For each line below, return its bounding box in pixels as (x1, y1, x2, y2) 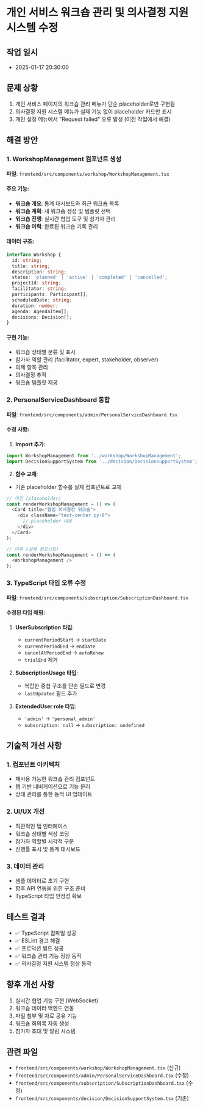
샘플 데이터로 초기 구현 (15, 877, 69, 885)
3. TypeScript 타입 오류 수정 (6, 579, 87, 587)
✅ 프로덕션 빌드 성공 (15, 944, 64, 952)
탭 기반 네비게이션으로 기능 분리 (15, 783, 90, 791)
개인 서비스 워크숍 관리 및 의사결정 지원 (6, 5, 189, 20)
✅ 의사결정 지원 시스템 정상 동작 (15, 960, 91, 967)
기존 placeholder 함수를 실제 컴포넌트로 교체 (15, 483, 122, 490)
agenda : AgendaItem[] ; (12, 308, 69, 314)
